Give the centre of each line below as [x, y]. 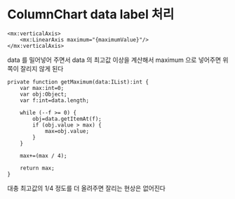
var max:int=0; [42, 88]
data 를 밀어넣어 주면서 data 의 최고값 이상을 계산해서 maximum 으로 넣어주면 [114, 60]
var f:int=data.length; [55, 100]
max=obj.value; [67, 131]
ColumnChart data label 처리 [91, 14]
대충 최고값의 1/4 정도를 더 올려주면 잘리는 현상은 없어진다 [87, 188]
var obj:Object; [44, 94]
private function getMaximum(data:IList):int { [78, 82]
